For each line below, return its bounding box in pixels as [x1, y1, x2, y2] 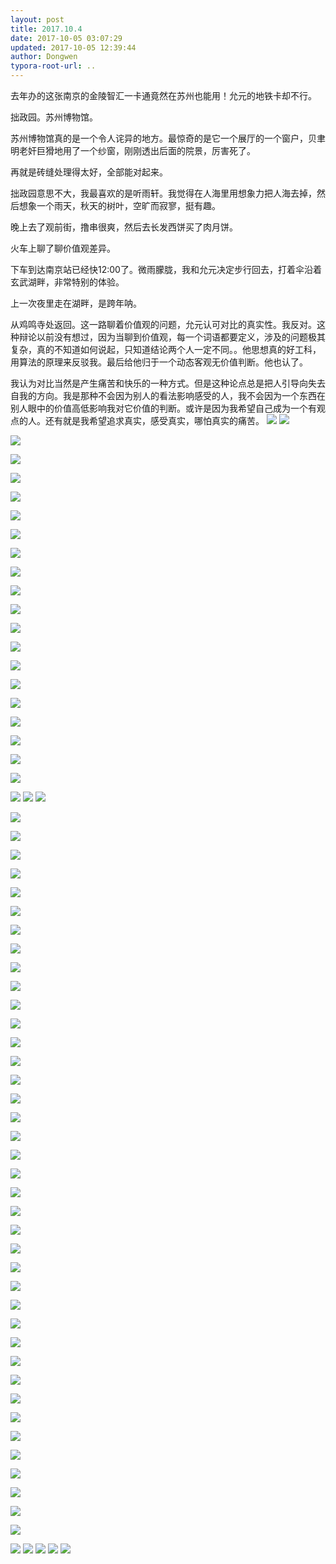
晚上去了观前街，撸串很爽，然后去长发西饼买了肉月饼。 [10, 221, 238, 233]
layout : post [10, 14, 65, 25]
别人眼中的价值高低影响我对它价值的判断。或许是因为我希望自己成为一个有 [10, 402, 317, 414]
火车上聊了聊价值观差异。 [10, 242, 116, 254]
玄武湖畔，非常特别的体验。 [10, 276, 125, 288]
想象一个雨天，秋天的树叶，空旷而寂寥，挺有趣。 [18, 200, 221, 211]
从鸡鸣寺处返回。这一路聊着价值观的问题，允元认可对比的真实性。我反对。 [10, 319, 317, 330]
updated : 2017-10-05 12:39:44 [10, 42, 137, 53]
